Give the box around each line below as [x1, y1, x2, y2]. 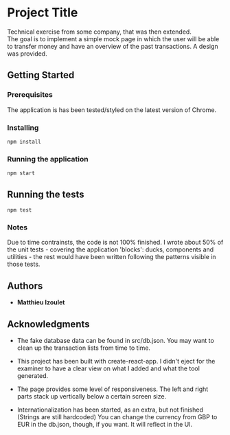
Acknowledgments [7, 318, 91, 330]
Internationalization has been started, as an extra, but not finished [16, 405, 204, 414]
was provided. [7, 49, 47, 58]
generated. [16, 371, 49, 379]
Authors [7, 280, 43, 291]
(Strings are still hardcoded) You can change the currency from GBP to [16, 412, 218, 421]
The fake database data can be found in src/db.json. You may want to [16, 336, 214, 344]
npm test [7, 207, 32, 214]
